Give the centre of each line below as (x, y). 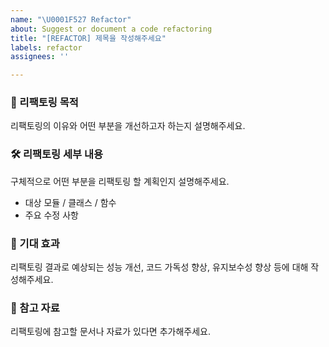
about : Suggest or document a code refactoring (111, 29)
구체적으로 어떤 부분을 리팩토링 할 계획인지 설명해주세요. (120, 181)
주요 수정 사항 (51, 215)
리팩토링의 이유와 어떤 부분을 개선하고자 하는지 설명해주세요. (128, 126)
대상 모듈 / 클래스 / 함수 (70, 202)
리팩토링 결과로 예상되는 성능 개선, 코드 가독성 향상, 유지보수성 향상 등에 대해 (159, 267)
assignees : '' (40, 57)
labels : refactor (46, 47)
